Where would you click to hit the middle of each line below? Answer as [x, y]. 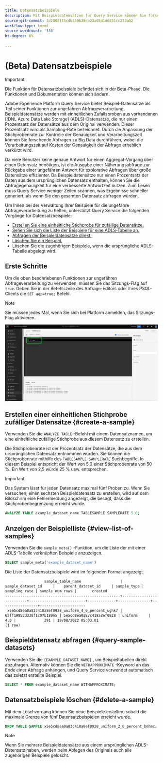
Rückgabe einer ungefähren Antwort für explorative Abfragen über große [78, 170]
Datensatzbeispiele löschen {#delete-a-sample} [80, 700]
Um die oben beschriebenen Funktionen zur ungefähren [61, 278]
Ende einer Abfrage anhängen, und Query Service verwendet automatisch [79, 670]
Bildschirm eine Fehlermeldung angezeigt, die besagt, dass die [68, 499]
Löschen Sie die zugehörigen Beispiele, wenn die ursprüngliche [76, 246]
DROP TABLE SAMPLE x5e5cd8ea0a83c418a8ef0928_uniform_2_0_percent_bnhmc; [81, 726]
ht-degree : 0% [19, 36]
